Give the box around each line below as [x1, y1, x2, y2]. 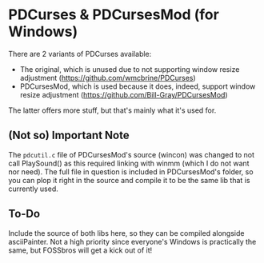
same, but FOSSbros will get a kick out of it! [8, 245, 153, 255]
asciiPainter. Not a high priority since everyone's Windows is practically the [8, 237, 257, 246]
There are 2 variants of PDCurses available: [8, 49, 152, 58]
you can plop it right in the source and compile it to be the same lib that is [8, 175, 250, 185]
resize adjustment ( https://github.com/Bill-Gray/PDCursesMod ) [19, 90, 228, 99]
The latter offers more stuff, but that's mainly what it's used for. [8, 106, 217, 115]
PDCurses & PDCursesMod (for [8, 6, 220, 24]
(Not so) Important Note [8, 129, 130, 142]
